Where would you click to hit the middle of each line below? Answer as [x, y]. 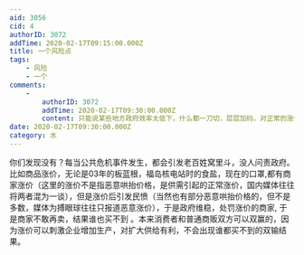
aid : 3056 [28, 18]
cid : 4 [22, 26]
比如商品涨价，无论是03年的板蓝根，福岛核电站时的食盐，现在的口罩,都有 [146, 174]
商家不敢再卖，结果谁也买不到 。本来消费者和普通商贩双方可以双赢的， [149, 219]
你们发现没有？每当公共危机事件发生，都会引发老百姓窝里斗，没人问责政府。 [152, 162]
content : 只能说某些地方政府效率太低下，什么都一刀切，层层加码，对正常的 [165, 118]
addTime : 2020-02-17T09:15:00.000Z [76, 43]
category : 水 [33, 136]
